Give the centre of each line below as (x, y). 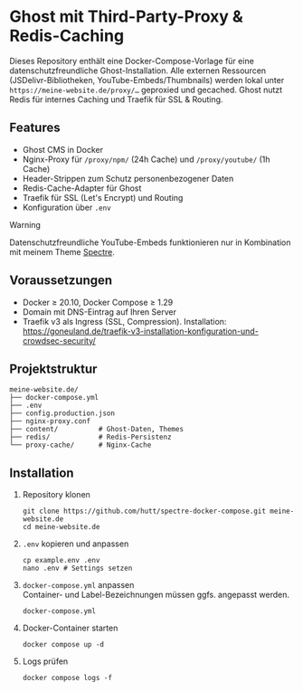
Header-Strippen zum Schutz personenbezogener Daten (128, 178)
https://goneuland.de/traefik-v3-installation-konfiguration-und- (141, 331)
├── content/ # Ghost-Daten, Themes (96, 430)
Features (35, 128)
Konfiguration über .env (66, 207)
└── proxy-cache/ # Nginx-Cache (80, 445)
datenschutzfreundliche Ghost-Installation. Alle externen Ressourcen (138, 71)
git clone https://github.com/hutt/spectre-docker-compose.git (144, 511)
